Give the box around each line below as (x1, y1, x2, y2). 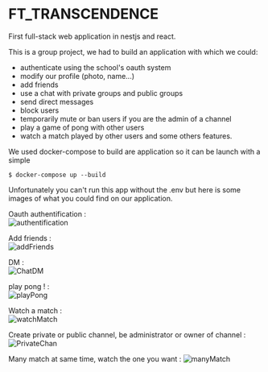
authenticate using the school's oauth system (19, 62, 171, 72)
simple (8, 155, 31, 165)
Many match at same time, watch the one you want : (8, 353, 182, 363)
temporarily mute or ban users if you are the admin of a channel (19, 114, 232, 123)
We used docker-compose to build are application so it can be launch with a (8, 147, 261, 156)
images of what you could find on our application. (8, 193, 173, 203)
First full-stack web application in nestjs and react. (8, 31, 176, 41)
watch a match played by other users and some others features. (19, 130, 233, 141)
